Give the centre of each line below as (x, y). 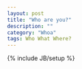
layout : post (26, 13)
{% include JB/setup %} (41, 58)
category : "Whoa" (32, 32)
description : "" (30, 26)
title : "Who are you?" (39, 20)
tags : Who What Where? (39, 39)
